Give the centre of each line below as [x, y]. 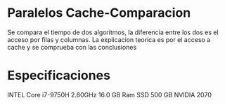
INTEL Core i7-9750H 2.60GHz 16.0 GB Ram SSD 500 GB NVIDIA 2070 [110, 94]
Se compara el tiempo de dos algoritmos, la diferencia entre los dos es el [113, 32]
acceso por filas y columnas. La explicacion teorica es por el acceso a [109, 39]
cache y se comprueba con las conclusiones [72, 47]
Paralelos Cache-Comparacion [99, 13]
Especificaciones [59, 76]
